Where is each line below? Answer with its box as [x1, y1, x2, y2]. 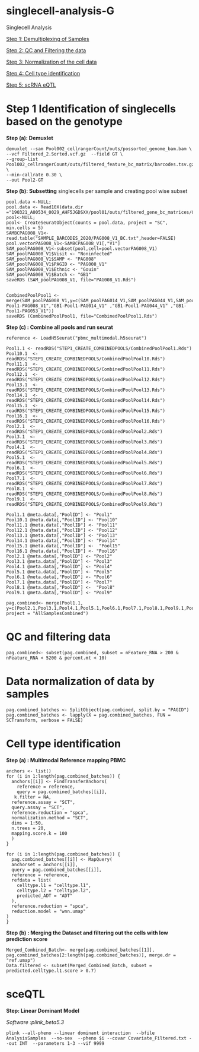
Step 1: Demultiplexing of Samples [6, 35, 89, 42]
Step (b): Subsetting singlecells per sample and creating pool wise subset [6, 187, 188, 194]
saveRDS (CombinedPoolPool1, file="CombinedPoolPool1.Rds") [6, 313, 158, 319]
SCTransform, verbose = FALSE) [6, 717, 84, 723]
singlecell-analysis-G [6, 4, 114, 18]
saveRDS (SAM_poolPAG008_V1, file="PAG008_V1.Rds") [6, 277, 136, 283]
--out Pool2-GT [6, 177, 44, 183]
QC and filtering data [6, 630, 111, 644]
